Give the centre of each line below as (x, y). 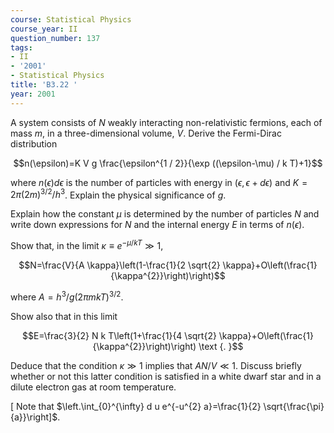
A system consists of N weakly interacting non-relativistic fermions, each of (166, 122)
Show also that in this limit (64, 316)
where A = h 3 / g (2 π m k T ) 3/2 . (67, 296)
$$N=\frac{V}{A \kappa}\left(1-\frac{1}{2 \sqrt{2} (119, 265)
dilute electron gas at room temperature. (93, 387)
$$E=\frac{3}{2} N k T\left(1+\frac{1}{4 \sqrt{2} (119, 335)
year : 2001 (33, 94)
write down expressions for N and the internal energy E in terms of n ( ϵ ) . (157, 225)
